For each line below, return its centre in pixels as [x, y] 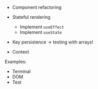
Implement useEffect [42, 27]
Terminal [21, 71]
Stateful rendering [31, 17]
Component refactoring [37, 7]
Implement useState [41, 32]
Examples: [16, 62]
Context [20, 52]
